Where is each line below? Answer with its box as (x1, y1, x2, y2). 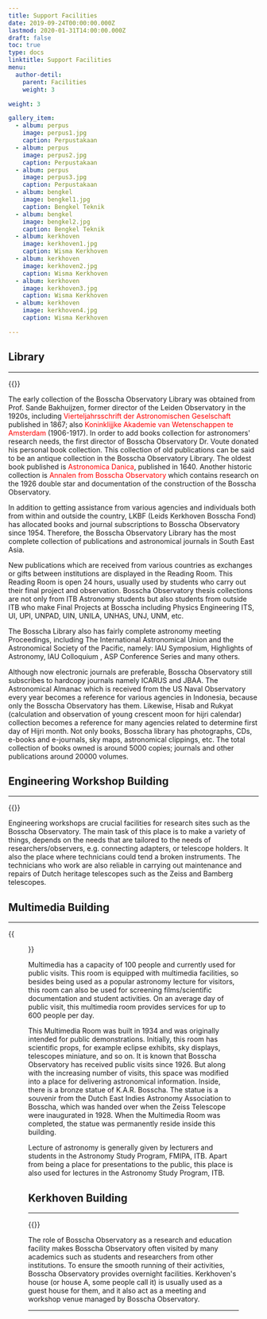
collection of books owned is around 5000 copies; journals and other (8, 743, 234, 752)
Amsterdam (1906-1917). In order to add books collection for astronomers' (8, 428, 251, 437)
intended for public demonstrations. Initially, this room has (28, 1034, 219, 1044)
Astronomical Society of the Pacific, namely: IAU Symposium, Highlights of (8, 643, 253, 653)
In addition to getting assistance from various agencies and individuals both (8, 502, 256, 512)
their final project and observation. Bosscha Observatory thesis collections (8, 585, 253, 595)
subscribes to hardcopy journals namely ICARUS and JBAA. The (8, 675, 219, 685)
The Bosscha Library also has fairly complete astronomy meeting (8, 626, 222, 636)
